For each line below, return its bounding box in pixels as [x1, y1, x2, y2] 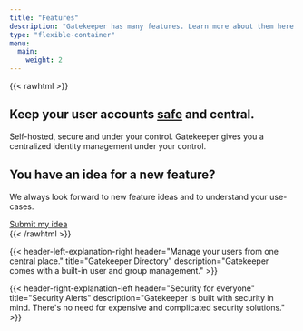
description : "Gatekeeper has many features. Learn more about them [9, 22, 274, 31]
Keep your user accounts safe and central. [9, 106, 255, 123]
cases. [9, 201, 34, 212]
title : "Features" [9, 13, 79, 23]
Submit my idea [9, 218, 68, 229]
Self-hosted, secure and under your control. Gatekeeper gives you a [9, 131, 265, 142]
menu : [9, 38, 30, 48]
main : [17, 47, 39, 56]
